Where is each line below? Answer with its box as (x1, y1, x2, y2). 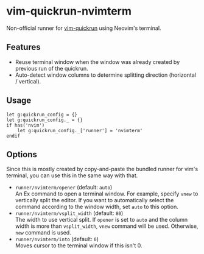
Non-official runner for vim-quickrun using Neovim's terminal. (6, 24, 161, 32)
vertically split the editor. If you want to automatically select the (15, 197, 174, 204)
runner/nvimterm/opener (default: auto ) (15, 184, 113, 191)
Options (6, 149, 38, 160)
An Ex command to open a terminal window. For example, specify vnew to (15, 190, 199, 197)
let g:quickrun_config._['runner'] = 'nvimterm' (17, 127, 143, 133)
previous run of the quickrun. (15, 65, 88, 72)
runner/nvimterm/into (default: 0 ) (15, 236, 99, 243)
